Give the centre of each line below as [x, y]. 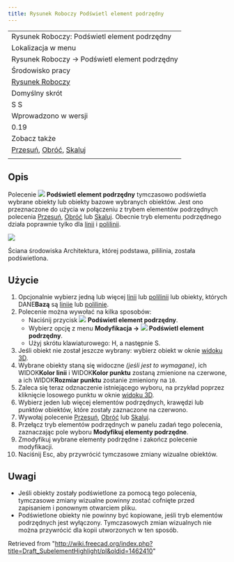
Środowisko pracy [41, 70]
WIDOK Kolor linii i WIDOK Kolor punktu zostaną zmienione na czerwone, [122, 373]
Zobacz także [34, 138]
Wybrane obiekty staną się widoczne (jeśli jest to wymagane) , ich [112, 365]
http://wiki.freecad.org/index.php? [104, 544]
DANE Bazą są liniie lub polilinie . [63, 305]
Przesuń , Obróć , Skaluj [49, 149]
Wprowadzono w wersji [50, 116]
